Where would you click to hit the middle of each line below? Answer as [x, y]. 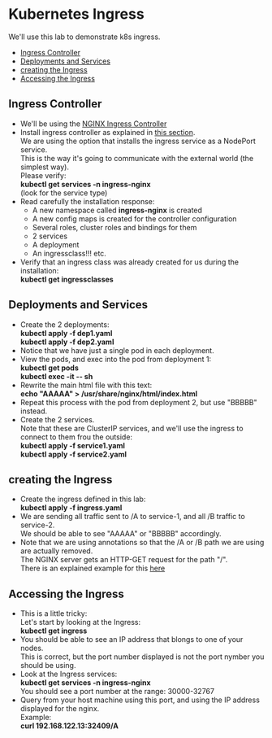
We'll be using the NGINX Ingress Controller [93, 124]
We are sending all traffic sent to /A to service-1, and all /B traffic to [132, 517]
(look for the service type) [64, 193]
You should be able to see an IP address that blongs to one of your [132, 640]
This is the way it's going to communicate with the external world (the [137, 158]
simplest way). [44, 167]
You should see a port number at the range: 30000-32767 [117, 692]
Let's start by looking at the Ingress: [80, 622]
